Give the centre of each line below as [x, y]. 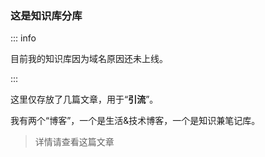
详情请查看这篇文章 [74, 142]
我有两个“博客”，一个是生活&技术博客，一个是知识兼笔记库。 [135, 121]
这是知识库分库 [46, 15]
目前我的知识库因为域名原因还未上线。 [89, 59]
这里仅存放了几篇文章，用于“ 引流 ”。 [84, 99]
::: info [23, 38]
